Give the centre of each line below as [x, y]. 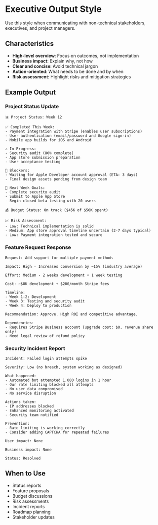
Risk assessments [31, 501]
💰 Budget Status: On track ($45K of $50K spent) [57, 210]
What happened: [21, 376]
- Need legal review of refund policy [45, 336]
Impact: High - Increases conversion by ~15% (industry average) [74, 266]
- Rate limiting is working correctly [45, 428]
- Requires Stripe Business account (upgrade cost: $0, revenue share [79, 327]
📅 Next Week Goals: [25, 188]
